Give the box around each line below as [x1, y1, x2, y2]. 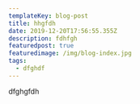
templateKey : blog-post [8, 11, 89, 20]
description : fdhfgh [8, 34, 78, 43]
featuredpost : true [8, 42, 74, 50]
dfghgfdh [8, 86, 40, 96]
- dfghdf [15, 64, 45, 73]
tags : [8, 57, 27, 65]
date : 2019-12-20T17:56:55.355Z [8, 27, 117, 35]
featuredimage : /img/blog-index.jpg [8, 49, 132, 57]
